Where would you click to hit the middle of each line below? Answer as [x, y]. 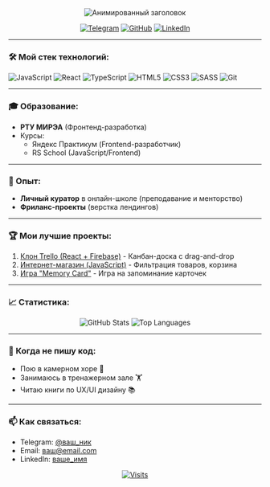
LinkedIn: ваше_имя [53, 459]
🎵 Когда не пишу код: [52, 351]
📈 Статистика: [39, 302]
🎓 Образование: [43, 106]
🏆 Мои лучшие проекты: [60, 235]
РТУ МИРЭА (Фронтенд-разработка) [83, 127]
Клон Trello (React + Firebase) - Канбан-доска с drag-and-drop [127, 256]
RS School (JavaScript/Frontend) [86, 153]
